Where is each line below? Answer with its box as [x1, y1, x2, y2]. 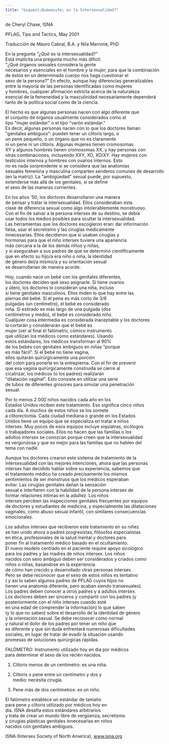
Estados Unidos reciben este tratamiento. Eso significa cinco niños [5, 402, 145, 408]
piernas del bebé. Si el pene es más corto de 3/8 [5, 295, 107, 301]
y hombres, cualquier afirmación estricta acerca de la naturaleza [5, 88, 140, 94]
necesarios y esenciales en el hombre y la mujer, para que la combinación [5, 67, 159, 73]
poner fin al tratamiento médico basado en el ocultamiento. [5, 540, 129, 546]
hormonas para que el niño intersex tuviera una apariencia [5, 237, 127, 243]
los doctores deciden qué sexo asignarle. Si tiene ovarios [5, 279, 124, 285]
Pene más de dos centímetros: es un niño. [12, 686, 101, 692]
